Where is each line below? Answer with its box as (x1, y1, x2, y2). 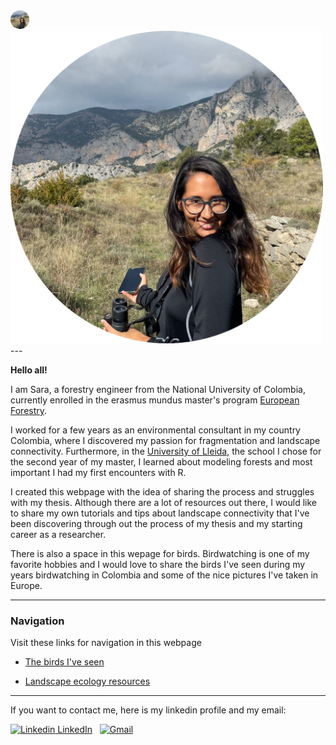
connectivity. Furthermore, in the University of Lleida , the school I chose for (10, 445, 322, 457)
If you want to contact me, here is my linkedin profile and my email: (10, 704, 287, 716)
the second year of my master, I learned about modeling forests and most (10, 456, 313, 468)
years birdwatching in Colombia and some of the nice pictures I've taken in (10, 569, 319, 581)
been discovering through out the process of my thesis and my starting (10, 518, 303, 529)
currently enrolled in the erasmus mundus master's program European (10, 394, 300, 406)
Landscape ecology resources (24, 675, 151, 688)
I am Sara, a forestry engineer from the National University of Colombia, (10, 384, 306, 395)
